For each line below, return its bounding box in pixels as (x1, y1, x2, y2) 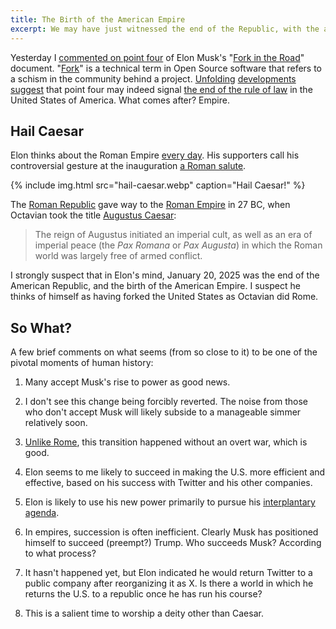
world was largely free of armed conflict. (34, 250, 203, 262)
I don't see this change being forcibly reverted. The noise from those (24, 396, 309, 408)
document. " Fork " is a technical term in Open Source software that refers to (10, 62, 323, 74)
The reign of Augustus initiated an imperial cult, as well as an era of (34, 229, 313, 241)
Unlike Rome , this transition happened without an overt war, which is (24, 436, 308, 448)
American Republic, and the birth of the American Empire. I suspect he (10, 280, 301, 292)
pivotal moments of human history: (10, 357, 154, 369)
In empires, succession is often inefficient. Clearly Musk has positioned (24, 526, 319, 538)
